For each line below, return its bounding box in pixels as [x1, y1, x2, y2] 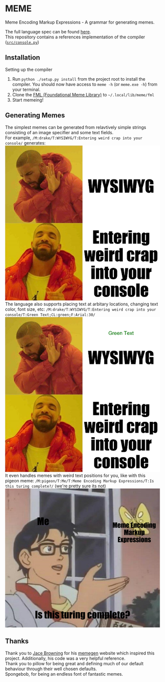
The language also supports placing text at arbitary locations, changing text [5, 301, 158, 307]
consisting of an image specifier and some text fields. [5, 129, 114, 135]
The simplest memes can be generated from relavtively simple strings [5, 124, 146, 130]
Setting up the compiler [5, 66, 53, 72]
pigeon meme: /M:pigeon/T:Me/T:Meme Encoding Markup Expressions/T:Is [5, 477, 154, 483]
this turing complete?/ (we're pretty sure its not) [5, 483, 107, 489]
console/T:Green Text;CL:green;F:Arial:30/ [5, 312, 96, 317]
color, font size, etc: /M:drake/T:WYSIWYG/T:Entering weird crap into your [5, 306, 156, 312]
